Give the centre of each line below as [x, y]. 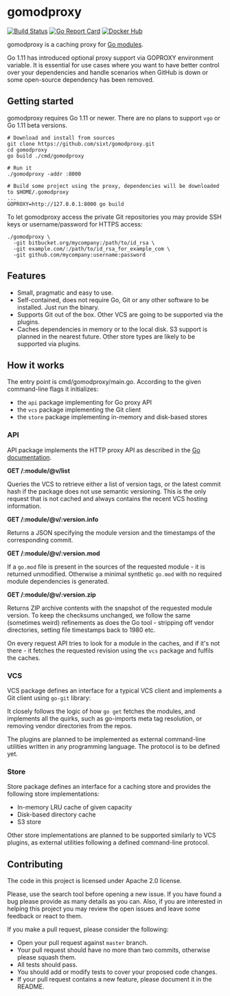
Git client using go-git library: [49, 698]
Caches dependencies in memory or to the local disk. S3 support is [112, 329]
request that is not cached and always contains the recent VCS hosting [107, 498]
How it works [36, 365]
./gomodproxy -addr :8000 [44, 174]
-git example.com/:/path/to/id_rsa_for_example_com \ [92, 248]
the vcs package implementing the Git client [79, 410]
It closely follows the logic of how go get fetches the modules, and [101, 711]
